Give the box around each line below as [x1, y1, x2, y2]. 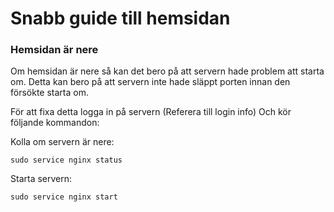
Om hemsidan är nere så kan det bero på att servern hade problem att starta [10, 65, 325, 77]
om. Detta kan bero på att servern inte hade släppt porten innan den [10, 76, 291, 88]
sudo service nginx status [10, 155, 123, 166]
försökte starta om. [10, 87, 89, 99]
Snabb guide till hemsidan [10, 7, 231, 30]
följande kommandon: [10, 117, 100, 129]
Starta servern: [10, 173, 73, 185]
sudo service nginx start [10, 192, 118, 202]
